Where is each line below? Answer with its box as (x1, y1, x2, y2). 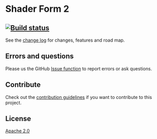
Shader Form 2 (5, 3, 69, 15)
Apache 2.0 (5, 128, 30, 134)
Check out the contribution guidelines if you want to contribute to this (5, 94, 152, 100)
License (5, 114, 31, 123)
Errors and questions (5, 52, 74, 61)
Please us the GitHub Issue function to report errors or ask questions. (5, 65, 152, 72)
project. (5, 100, 22, 106)
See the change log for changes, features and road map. (5, 37, 125, 43)
